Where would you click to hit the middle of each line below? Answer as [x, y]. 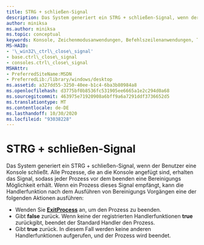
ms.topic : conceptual [34, 35]
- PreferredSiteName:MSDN [39, 74]
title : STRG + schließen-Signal [47, 12]
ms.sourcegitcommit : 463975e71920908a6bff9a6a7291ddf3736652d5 [88, 96]
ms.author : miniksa [31, 29]
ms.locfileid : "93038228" [39, 119]
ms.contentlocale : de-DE [38, 108]
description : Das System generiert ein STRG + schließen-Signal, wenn [97, 18]
